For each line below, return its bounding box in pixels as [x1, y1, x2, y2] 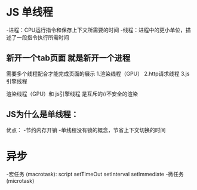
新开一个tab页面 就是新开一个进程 [6, 53, 131, 63]
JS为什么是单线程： [6, 109, 79, 119]
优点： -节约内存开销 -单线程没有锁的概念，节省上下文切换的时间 [6, 126, 166, 133]
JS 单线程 [6, 5, 54, 19]
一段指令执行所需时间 [16, 33, 69, 41]
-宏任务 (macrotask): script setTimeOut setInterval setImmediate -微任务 [6, 170, 184, 177]
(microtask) [6, 177, 35, 184]
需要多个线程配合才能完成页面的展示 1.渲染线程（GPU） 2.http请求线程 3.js [6, 70, 190, 77]
